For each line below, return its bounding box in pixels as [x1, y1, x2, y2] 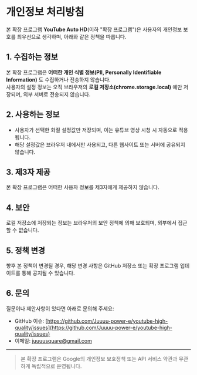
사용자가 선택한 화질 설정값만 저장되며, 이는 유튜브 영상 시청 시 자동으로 [14, 126, 178, 133]
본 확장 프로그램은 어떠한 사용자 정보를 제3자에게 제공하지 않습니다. [6, 184, 159, 191]
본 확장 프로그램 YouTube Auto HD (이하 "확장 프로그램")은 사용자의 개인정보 [6, 26, 182, 33]
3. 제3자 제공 [6, 167, 51, 177]
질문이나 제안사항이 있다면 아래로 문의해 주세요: [6, 305, 114, 312]
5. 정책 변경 [6, 245, 46, 255]
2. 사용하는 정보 [6, 110, 60, 120]
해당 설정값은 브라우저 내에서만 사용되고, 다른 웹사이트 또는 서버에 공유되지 [14, 141, 186, 148]
